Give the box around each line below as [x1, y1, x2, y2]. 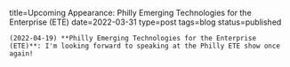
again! [9, 49, 34, 58]
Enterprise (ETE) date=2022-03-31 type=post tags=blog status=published [9, 17, 282, 27]
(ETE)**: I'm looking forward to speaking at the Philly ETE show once [9, 41, 280, 50]
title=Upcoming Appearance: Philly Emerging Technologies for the [9, 8, 252, 18]
